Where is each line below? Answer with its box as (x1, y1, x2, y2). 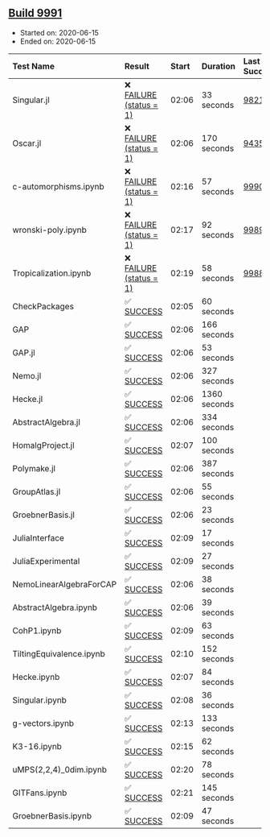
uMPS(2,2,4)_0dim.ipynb (12, 764, 107, 775)
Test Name (12, 60, 55, 72)
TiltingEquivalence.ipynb (12, 648, 106, 659)
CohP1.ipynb (12, 624, 62, 636)
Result (124, 60, 150, 72)
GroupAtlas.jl (12, 486, 61, 497)
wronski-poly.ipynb (12, 224, 87, 235)
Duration (201, 60, 235, 72)
